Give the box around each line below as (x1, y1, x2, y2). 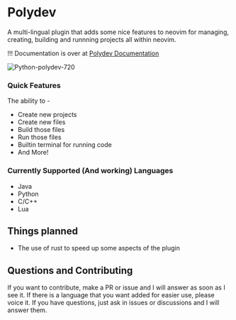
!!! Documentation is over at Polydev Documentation (7, 49, 159, 57)
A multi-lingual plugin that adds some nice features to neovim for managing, (7, 28, 229, 36)
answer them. (7, 306, 47, 314)
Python (17, 189, 39, 198)
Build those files (17, 126, 65, 134)
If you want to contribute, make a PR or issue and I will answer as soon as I (7, 283, 225, 292)
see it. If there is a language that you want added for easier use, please (7, 291, 215, 299)
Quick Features (7, 80, 62, 90)
